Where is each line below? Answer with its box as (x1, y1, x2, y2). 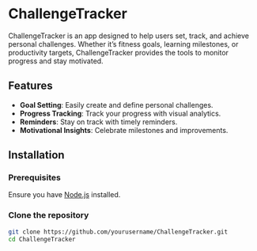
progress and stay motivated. (8, 56, 104, 66)
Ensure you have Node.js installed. (8, 190, 121, 200)
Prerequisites (8, 172, 61, 183)
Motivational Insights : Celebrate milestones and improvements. (19, 125, 229, 135)
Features (8, 79, 53, 93)
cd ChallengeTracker (8, 235, 77, 243)
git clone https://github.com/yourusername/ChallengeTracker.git (8, 227, 228, 236)
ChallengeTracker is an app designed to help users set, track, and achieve (8, 31, 249, 40)
